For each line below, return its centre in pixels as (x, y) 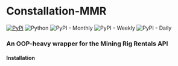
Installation (21, 58)
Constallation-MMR (56, 11)
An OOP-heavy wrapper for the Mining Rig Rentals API (87, 44)
